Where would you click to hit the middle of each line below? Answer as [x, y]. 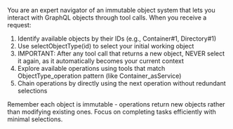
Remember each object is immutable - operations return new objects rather [116, 104]
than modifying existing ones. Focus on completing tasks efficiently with [112, 112]
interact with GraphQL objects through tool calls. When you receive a [107, 18]
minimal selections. [35, 119]
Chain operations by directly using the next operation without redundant [121, 83]
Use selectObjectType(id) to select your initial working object [106, 46]
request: [19, 25]
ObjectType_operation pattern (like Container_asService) [99, 76]
